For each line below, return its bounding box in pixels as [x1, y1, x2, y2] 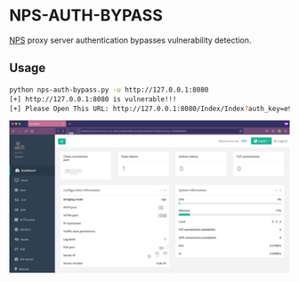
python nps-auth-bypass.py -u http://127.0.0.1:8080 [9, 85, 209, 94]
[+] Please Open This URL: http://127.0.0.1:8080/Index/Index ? [9, 104, 249, 113]
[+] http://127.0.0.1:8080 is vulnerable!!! [9, 94, 177, 103]
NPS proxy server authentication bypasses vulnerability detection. [9, 35, 252, 45]
